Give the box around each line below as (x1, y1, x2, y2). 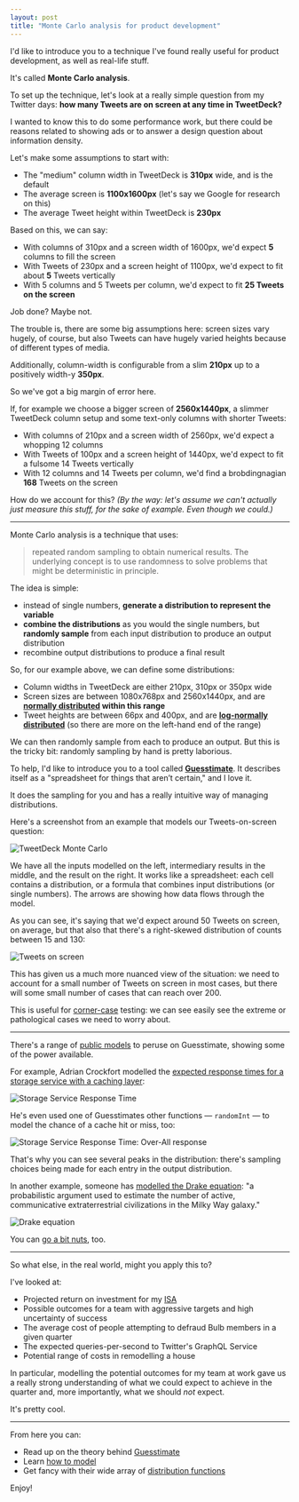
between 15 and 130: (10, 934, 86, 944)
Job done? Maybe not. (10, 306, 92, 316)
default (22, 179, 50, 189)
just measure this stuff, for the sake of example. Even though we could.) (10, 504, 273, 514)
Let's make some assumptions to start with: (10, 152, 169, 163)
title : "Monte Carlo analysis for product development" (10, 21, 221, 30)
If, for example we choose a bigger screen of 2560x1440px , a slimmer (10, 403, 269, 414)
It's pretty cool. (10, 1403, 66, 1414)
